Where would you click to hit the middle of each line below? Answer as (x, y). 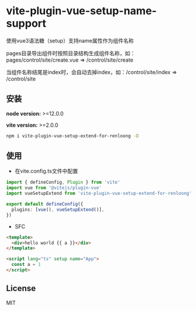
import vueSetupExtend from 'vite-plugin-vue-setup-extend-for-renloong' (99, 194)
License (21, 288)
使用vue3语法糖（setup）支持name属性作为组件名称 (70, 40)
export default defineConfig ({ (45, 204)
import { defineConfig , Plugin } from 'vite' (63, 182)
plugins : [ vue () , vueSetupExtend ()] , (58, 209)
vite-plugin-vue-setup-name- (81, 11)
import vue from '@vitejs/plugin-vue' (54, 188)
